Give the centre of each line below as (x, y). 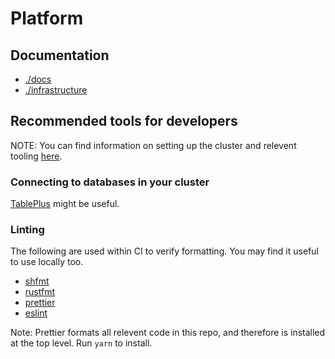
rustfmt (39, 292)
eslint (36, 313)
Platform (47, 18)
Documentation (60, 55)
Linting (27, 230)
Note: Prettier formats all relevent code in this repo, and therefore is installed (168, 333)
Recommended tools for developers (124, 121)
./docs (38, 79)
